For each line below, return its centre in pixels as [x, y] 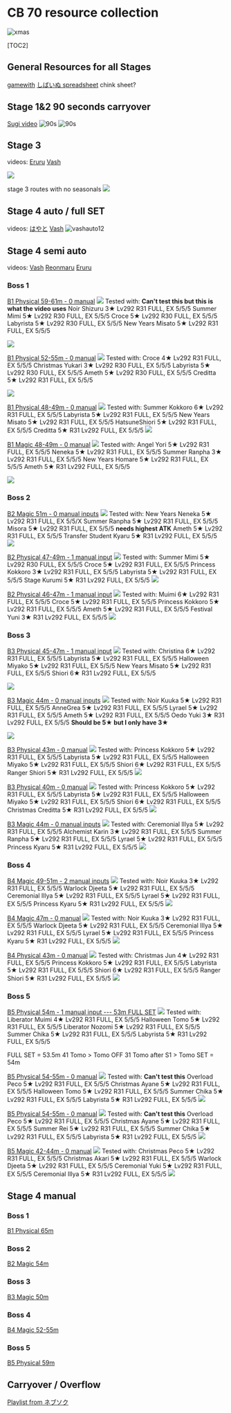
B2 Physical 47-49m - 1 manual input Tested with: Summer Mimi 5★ [109, 557]
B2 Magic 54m [28, 1264]
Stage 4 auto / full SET [56, 211]
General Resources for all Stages [79, 67]
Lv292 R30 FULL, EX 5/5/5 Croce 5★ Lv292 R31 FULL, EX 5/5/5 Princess [111, 564]
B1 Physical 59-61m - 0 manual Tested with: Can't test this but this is [110, 301]
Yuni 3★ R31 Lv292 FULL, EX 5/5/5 [57, 617]
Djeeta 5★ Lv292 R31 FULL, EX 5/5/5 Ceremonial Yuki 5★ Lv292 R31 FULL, [115, 1166]
